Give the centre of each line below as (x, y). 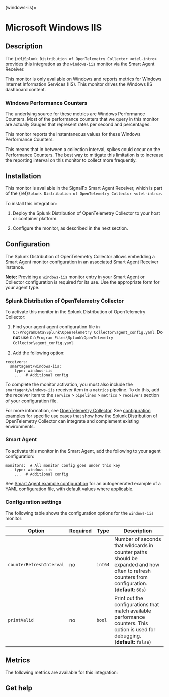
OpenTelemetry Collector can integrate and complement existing (72, 421)
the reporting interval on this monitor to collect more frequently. (71, 160)
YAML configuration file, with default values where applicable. (69, 489)
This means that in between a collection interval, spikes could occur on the (83, 150)
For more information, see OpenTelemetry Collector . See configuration (78, 411)
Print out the (129, 598)
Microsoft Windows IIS (54, 28)
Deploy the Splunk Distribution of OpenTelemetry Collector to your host (86, 213)
